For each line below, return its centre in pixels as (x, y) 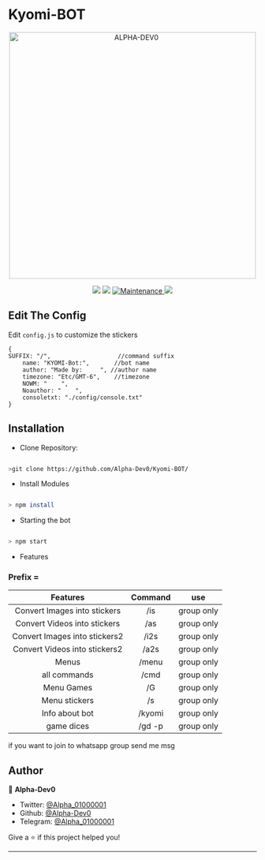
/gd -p (151, 726)
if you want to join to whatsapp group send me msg (91, 746)
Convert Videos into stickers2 (68, 649)
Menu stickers (68, 701)
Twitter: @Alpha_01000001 (63, 805)
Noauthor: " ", (52, 391)
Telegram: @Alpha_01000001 (67, 821)
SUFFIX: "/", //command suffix (91, 356)
